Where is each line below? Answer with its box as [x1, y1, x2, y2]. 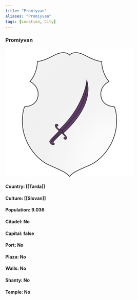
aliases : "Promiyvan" [5, 13, 52, 19]
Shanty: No [5, 277, 30, 284]
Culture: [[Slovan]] [5, 195, 46, 201]
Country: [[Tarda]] [5, 183, 45, 189]
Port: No [5, 242, 24, 248]
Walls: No [5, 265, 27, 271]
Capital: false [5, 230, 34, 237]
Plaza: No [5, 253, 27, 260]
